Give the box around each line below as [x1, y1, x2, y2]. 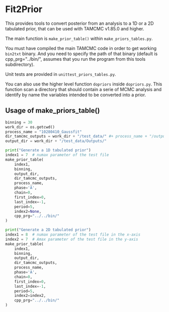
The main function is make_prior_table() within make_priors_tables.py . [5, 35, 153, 41]
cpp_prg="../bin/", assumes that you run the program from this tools [5, 56, 146, 62]
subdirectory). [5, 61, 35, 67]
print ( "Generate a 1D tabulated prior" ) [5, 148, 92, 153]
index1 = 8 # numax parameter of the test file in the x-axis [5, 232, 141, 237]
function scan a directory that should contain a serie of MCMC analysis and [5, 86, 162, 92]
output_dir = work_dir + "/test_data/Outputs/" [5, 139, 107, 144]
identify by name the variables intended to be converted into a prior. [5, 92, 146, 98]
